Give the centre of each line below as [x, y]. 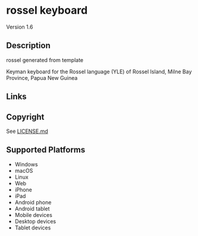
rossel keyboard [47, 10]
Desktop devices [35, 221]
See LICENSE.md [27, 131]
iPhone [23, 190]
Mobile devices [33, 215]
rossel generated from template [45, 60]
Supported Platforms [46, 150]
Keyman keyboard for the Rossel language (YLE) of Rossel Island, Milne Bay [99, 72]
